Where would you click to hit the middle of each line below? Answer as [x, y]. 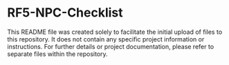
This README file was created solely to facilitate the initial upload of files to [115, 32]
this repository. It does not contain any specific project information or [106, 39]
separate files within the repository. [58, 54]
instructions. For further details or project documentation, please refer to [111, 46]
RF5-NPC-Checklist [65, 13]
